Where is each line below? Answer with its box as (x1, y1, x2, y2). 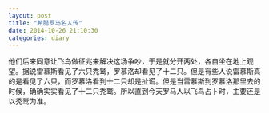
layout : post (8, 11, 52, 20)
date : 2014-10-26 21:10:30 (8, 26, 98, 34)
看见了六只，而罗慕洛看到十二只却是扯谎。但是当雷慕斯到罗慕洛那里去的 (22, 76, 261, 86)
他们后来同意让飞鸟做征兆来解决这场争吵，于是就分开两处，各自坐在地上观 (8, 56, 254, 66)
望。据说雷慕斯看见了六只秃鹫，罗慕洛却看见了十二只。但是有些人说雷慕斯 (8, 67, 254, 76)
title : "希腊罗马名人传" (8, 19, 82, 27)
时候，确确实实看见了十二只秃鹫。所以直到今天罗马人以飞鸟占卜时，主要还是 (8, 87, 261, 96)
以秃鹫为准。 (8, 96, 50, 106)
